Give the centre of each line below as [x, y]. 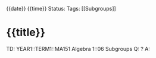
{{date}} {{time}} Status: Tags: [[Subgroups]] [61, 9]
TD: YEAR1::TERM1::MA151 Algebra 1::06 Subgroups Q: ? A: [78, 49]
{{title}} [26, 33]
